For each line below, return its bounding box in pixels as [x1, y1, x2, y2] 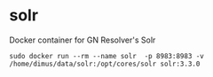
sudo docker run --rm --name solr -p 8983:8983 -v [9, 51, 204, 60]
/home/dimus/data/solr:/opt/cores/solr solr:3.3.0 [9, 59, 201, 68]
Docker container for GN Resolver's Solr [9, 35, 156, 45]
